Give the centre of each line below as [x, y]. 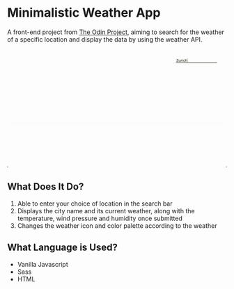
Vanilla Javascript [42, 264]
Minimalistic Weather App [84, 13]
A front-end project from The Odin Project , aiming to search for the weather [116, 32]
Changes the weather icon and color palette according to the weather [117, 225]
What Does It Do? [46, 187]
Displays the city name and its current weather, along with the [106, 210]
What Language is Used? [63, 248]
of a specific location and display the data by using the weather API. [105, 39]
